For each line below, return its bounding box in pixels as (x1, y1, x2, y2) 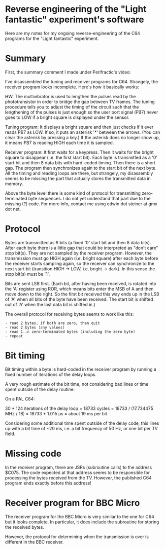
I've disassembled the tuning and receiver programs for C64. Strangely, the (5, 78, 158, 84)
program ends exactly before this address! (5, 480, 92, 486)
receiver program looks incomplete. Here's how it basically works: (5, 84, 139, 90)
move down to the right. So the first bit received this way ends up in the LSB (5, 291, 160, 297)
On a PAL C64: (5, 396, 35, 402)
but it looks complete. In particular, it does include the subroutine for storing (5, 519, 159, 525)
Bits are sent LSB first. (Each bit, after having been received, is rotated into (5, 280, 157, 287)
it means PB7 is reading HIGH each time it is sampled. (5, 140, 114, 146)
